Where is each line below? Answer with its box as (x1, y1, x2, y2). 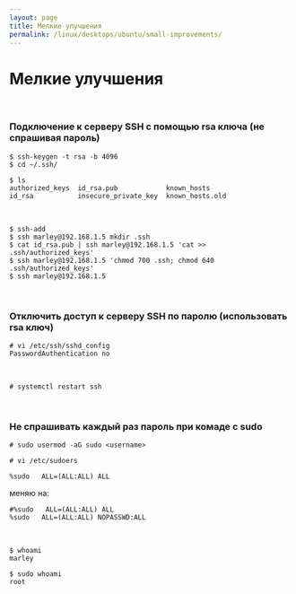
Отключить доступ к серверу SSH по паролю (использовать (9, 310, 288, 322)
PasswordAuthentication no (9, 349, 110, 358)
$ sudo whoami (9, 570, 63, 579)
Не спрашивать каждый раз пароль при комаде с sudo (9, 420, 263, 432)
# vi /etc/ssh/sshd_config (9, 341, 110, 350)
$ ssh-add (9, 224, 47, 233)
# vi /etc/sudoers (9, 457, 78, 466)
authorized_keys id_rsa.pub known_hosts (9, 183, 211, 193)
